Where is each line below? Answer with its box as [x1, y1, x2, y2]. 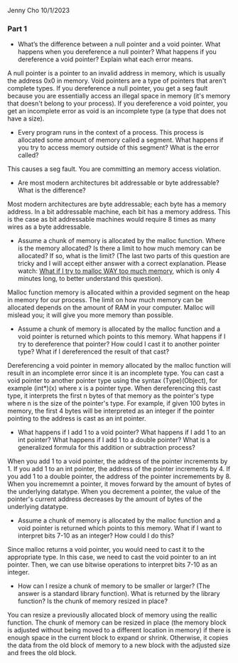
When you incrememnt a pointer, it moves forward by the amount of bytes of [7, 480, 232, 488]
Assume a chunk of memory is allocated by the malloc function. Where [17, 237, 225, 245]
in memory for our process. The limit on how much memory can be [7, 296, 204, 304]
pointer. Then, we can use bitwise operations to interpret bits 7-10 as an [7, 560, 218, 569]
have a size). [7, 114, 45, 123]
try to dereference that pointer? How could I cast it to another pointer [17, 340, 220, 349]
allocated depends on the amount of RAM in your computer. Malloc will [7, 303, 215, 312]
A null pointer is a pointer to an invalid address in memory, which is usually [7, 69, 226, 78]
